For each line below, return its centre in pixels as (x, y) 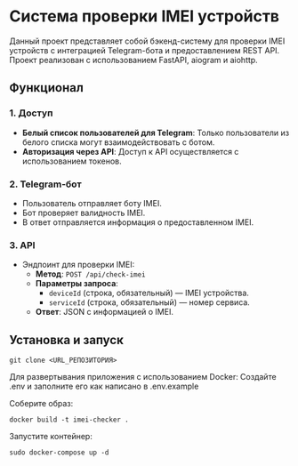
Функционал (47, 88)
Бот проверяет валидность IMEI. (84, 213)
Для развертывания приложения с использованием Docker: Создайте (143, 377)
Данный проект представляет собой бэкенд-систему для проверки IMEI (147, 41)
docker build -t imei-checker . (69, 420)
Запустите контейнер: (51, 437)
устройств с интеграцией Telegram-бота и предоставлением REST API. (145, 50)
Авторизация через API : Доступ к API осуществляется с (130, 151)
